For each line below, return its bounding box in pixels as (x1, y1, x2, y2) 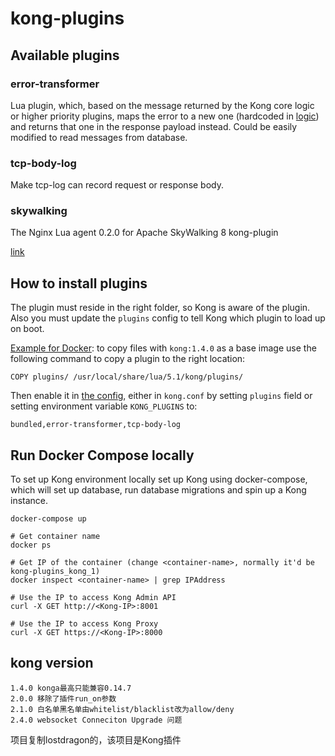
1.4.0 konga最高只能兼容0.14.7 (10, 683, 132, 693)
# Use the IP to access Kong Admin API (10, 593, 177, 603)
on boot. (10, 323, 45, 335)
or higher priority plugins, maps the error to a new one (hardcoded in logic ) (10, 110, 320, 122)
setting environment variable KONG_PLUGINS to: (10, 400, 198, 412)
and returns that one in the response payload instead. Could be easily (10, 120, 298, 132)
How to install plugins (10, 275, 148, 292)
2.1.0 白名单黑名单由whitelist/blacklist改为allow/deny (10, 704, 235, 714)
